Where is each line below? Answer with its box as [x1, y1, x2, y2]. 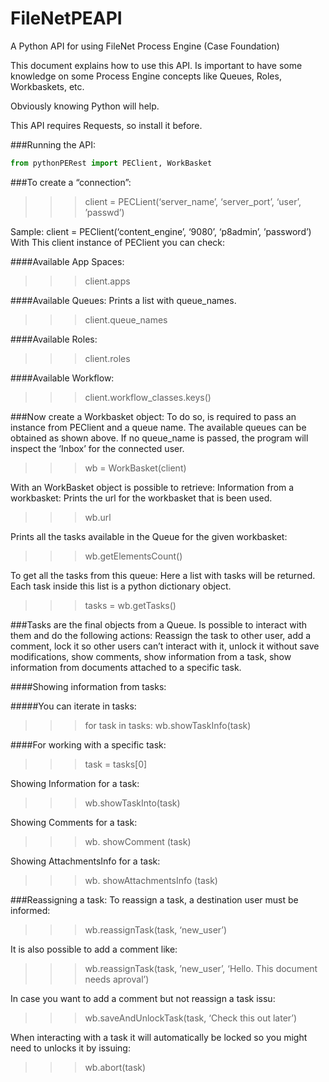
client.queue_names [84, 313, 168, 326]
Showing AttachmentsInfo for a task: [10, 855, 161, 867]
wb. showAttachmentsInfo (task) [84, 874, 218, 886]
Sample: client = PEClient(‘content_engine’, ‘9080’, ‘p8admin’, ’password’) [10, 225, 312, 237]
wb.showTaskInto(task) [84, 797, 181, 809]
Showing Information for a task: [10, 777, 140, 789]
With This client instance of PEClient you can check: [10, 236, 226, 248]
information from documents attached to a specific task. [10, 661, 242, 673]
